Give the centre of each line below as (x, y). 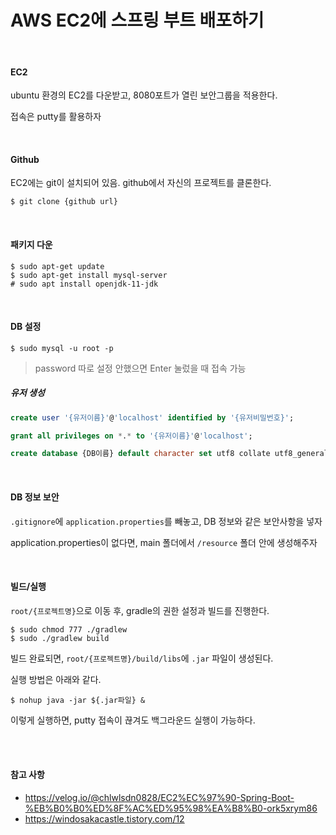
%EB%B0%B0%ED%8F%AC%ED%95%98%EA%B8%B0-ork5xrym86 (171, 808)
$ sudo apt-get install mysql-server (89, 275)
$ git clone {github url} (64, 202)
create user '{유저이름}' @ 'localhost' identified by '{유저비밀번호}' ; (152, 417)
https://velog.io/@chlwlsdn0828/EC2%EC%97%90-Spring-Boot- (159, 797)
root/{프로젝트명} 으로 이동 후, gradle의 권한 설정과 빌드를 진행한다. (140, 610)
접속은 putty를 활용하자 (56, 117)
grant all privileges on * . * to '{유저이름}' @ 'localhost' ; (131, 436)
